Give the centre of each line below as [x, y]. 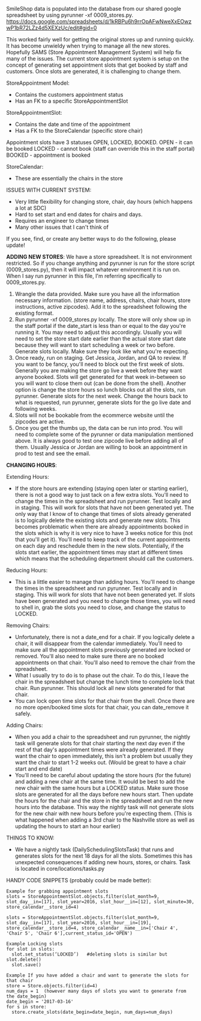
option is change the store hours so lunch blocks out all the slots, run [100, 389]
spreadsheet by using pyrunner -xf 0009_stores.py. [70, 15]
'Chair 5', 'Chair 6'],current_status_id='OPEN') [70, 933]
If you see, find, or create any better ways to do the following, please [91, 239]
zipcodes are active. [40, 422]
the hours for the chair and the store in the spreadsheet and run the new [104, 801]
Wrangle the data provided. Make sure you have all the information [97, 294]
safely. [23, 713]
